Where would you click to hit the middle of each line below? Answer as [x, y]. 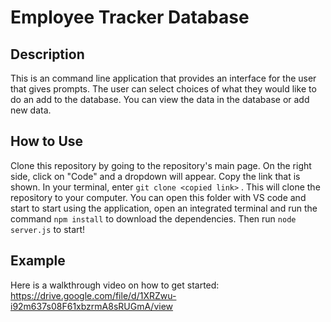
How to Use [47, 141]
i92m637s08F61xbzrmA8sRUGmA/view [92, 306]
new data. [31, 110]
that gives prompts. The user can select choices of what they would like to [163, 89]
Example [38, 261]
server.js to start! [48, 229]
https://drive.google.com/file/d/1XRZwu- [93, 295]
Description [47, 54]
